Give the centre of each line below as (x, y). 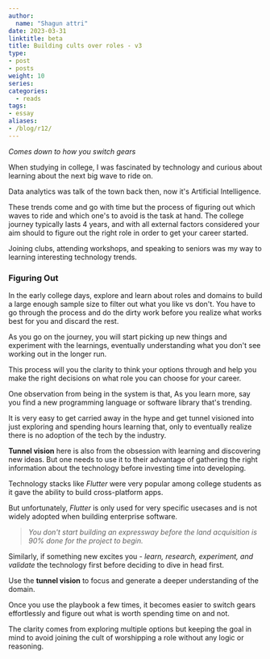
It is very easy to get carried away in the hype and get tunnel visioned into (131, 418)
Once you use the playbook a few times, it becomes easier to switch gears (132, 605)
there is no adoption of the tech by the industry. (87, 435)
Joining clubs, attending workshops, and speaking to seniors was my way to (135, 248)
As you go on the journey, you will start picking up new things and (118, 337)
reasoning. (26, 646)
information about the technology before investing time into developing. (127, 468)
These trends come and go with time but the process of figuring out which (132, 207)
